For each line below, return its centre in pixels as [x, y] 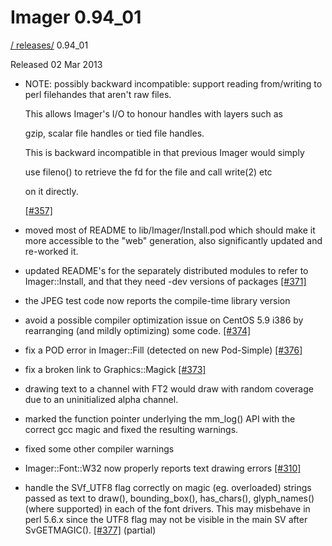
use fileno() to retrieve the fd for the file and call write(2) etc [148, 172]
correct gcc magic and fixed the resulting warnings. [131, 429]
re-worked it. [51, 251]
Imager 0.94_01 [76, 17]
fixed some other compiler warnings [99, 448]
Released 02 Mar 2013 [56, 64]
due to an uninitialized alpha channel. [101, 399]
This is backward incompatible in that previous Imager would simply [164, 152]
